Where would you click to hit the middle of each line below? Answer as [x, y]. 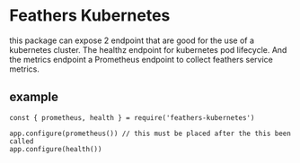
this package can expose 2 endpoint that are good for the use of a [132, 40]
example [34, 97]
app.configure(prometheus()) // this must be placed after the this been [150, 133]
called [22, 141]
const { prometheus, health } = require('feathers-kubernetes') [132, 117]
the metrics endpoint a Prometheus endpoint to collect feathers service [141, 59]
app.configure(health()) [56, 149]
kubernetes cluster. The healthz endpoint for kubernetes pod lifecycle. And [148, 49]
